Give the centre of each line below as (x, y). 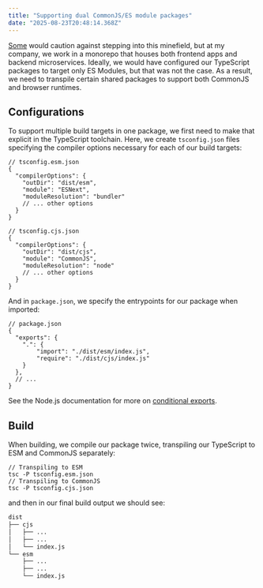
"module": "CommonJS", (60, 259)
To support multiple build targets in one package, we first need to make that (131, 131)
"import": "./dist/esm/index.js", (93, 352)
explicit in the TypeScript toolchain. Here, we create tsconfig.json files (124, 140)
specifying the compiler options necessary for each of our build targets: (125, 148)
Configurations (46, 112)
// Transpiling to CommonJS (54, 481)
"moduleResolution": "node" (68, 266)
